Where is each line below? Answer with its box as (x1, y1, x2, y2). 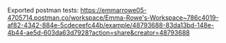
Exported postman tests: (7, 6, 79, 14)
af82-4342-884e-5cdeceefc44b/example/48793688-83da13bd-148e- (7, 21, 215, 29)
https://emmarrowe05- (80, 6, 147, 14)
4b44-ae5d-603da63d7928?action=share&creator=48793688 (7, 28, 190, 37)
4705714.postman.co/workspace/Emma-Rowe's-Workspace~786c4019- (7, 13, 219, 22)
